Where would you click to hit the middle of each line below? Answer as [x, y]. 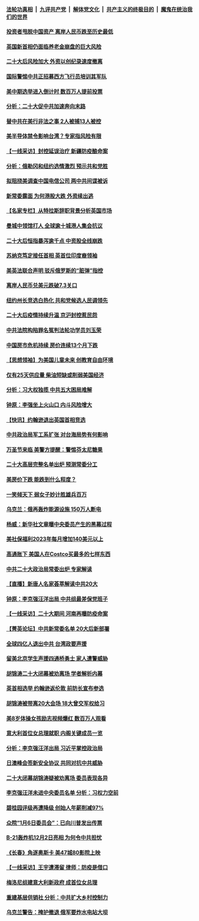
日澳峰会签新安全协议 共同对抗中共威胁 [55, 763]
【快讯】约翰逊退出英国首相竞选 [46, 420]
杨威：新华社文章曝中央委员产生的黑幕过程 [59, 524]
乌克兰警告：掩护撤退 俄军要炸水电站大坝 [57, 912]
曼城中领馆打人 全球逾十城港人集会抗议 [55, 226]
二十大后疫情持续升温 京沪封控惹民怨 [52, 315]
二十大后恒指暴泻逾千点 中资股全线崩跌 [55, 241]
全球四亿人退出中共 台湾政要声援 [47, 644]
